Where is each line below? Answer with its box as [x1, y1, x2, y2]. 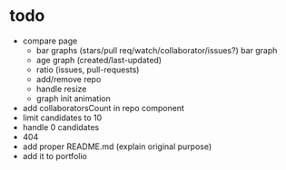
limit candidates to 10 [22, 112, 103, 123]
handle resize [35, 83, 87, 94]
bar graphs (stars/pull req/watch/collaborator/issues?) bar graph [35, 44, 278, 55]
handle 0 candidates [22, 121, 100, 132]
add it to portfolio [22, 150, 88, 161]
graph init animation [35, 92, 111, 104]
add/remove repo [35, 73, 102, 84]
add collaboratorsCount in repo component [22, 102, 184, 113]
